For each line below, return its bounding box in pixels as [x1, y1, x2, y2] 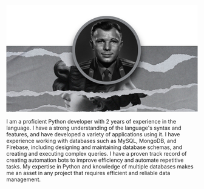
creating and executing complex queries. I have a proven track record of [6, 150, 187, 157]
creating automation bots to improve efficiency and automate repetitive [6, 156, 184, 164]
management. [6, 176, 41, 183]
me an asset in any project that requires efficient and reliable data [6, 170, 171, 177]
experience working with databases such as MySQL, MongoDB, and [6, 138, 177, 145]
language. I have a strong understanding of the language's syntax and [6, 124, 182, 131]
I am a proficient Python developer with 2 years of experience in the [6, 118, 177, 125]
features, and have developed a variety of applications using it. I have [6, 131, 180, 138]
